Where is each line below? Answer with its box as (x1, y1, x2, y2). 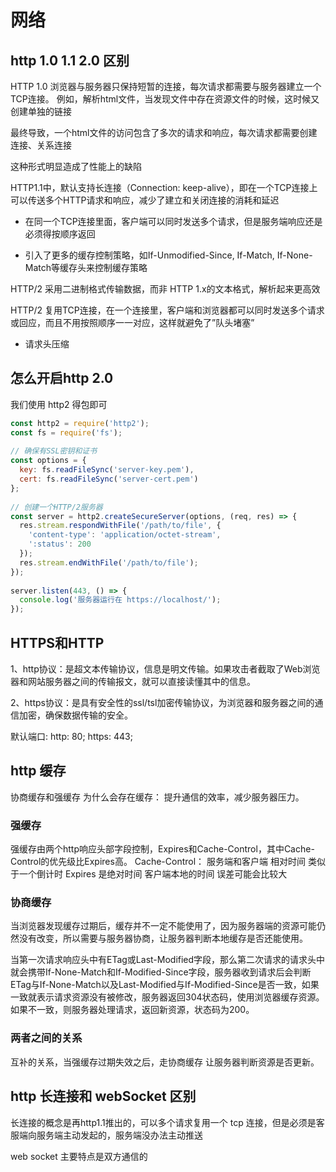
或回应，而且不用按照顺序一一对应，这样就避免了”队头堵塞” (10, 317, 255, 328)
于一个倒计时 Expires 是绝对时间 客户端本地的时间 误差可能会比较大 (10, 868, 288, 880)
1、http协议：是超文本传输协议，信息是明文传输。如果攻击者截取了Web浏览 (10, 663, 321, 675)
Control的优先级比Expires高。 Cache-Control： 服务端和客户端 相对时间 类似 (10, 856, 326, 868)
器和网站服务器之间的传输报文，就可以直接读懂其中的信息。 (10, 676, 256, 687)
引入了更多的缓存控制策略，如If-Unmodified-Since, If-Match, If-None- (24, 249, 313, 261)
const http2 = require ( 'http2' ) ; (10, 418, 150, 428)
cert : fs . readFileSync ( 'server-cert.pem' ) (19, 474, 199, 485)
